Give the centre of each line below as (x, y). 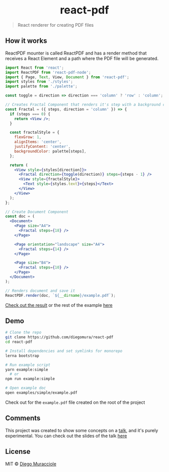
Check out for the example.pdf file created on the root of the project (75, 402)
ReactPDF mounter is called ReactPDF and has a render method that (76, 53)
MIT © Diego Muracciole (31, 464)
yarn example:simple (27, 370)
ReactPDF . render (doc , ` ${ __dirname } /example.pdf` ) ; (60, 295)
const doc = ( (20, 217)
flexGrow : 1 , (28, 137)
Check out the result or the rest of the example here (59, 305)
